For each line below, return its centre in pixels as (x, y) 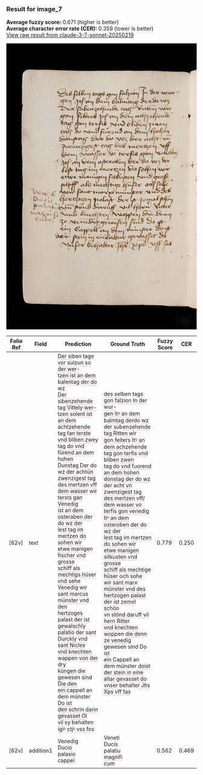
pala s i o (66, 754)
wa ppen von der (78, 658)
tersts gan (70, 497)
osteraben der (75, 516)
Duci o (65, 747)
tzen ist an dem (76, 375)
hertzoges (70, 613)
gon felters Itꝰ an (124, 439)
